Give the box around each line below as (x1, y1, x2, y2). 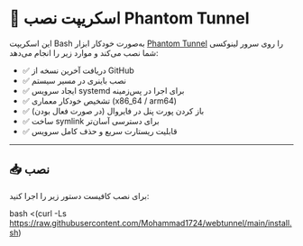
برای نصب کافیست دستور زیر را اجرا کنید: (9, 190, 150, 201)
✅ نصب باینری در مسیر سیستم (22, 75, 127, 86)
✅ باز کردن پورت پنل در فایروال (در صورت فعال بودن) (22, 105, 205, 116)
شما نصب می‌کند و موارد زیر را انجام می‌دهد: (9, 47, 160, 58)
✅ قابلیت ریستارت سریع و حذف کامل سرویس (22, 125, 178, 136)
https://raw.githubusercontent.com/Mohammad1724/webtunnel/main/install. (9, 217, 292, 228)
